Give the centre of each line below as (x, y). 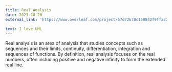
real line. (14, 65)
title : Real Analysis (28, 10)
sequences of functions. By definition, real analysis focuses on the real (80, 54)
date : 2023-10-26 (24, 15)
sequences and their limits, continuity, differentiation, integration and (78, 49)
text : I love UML (24, 29)
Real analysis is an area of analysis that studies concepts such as (74, 43)
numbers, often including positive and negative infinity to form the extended (85, 60)
